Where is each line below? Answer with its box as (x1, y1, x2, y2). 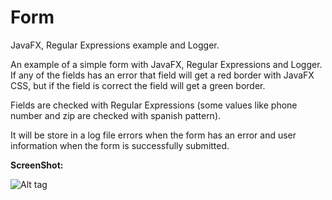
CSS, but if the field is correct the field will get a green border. (10, 79, 266, 91)
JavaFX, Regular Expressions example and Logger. (10, 39, 220, 51)
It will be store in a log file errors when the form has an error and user (10, 129, 297, 141)
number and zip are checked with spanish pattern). (10, 109, 222, 121)
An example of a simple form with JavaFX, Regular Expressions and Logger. (10, 58, 323, 70)
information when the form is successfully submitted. (10, 139, 230, 151)
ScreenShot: (10, 159, 64, 171)
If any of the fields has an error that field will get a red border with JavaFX (10, 69, 315, 81)
